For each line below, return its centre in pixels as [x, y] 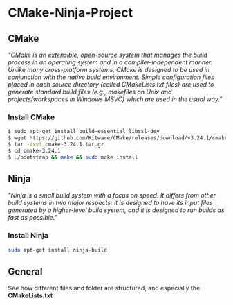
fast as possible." [32, 218]
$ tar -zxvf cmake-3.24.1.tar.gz [56, 145]
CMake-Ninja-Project [71, 13]
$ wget [17, 138]
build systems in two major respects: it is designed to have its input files [110, 203]
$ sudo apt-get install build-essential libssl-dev [84, 132]
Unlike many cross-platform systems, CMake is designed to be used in [109, 70]
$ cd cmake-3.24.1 [34, 150]
